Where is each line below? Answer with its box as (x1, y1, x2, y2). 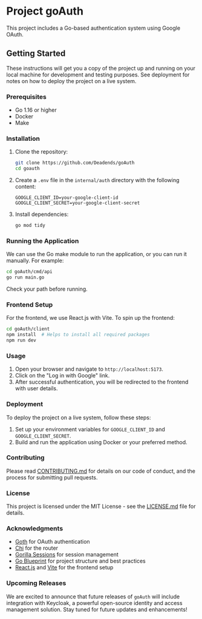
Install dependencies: (15, 211, 69, 218)
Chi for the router (15, 544, 59, 552)
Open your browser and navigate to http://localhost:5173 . (15, 365, 163, 373)
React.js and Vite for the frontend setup (15, 564, 114, 571)
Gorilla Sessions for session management (15, 551, 119, 558)
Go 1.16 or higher (15, 106, 57, 113)
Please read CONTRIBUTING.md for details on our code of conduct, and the (6, 467, 195, 475)
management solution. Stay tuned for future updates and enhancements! (6, 606, 187, 613)
